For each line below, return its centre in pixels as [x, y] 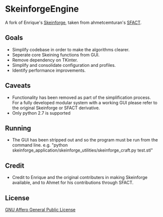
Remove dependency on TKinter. [45, 60]
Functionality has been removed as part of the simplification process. [81, 97]
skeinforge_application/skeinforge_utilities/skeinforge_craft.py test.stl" [82, 150]
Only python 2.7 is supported [41, 113]
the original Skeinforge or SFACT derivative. [56, 108]
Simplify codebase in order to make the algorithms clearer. [71, 49]
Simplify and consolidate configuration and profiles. [64, 65]
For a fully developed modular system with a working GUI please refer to [85, 102]
